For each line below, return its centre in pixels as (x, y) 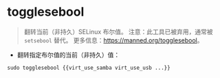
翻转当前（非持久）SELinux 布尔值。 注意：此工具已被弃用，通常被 (118, 31)
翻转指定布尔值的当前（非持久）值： (68, 55)
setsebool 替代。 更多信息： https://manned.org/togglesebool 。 (113, 40)
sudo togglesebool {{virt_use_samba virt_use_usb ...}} (89, 68)
